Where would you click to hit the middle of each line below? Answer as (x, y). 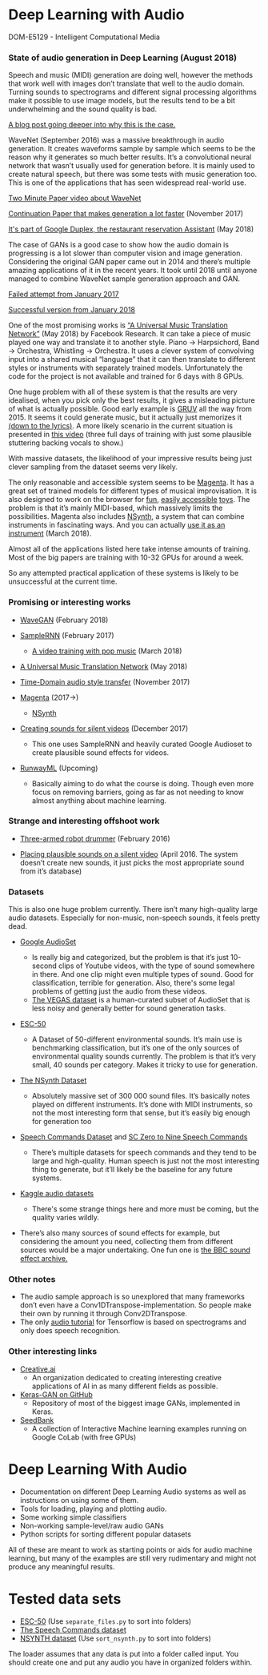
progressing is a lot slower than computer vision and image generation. (125, 253)
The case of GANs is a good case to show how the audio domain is (119, 245)
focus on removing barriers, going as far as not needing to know (138, 792)
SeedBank (37, 1420)
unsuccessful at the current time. (63, 581)
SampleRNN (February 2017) (67, 635)
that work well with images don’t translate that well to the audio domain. (127, 84)
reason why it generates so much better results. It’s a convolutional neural (130, 157)
